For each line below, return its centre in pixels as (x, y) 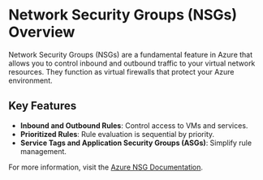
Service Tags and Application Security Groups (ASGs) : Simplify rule (136, 143)
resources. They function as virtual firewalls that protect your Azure (121, 71)
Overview (42, 32)
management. (43, 151)
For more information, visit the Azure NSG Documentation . (106, 167)
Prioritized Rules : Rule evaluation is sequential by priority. (117, 134)
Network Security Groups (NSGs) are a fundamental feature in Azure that (131, 54)
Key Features (43, 106)
